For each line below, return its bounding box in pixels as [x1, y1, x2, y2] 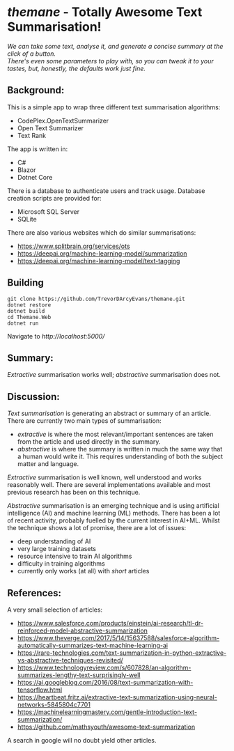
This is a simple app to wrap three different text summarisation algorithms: [7, 102, 221, 111]
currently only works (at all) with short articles [17, 567, 150, 575]
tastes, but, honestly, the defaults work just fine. [7, 64, 146, 72]
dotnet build [7, 307, 45, 314]
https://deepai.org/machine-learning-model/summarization [17, 249, 187, 258]
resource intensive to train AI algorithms [17, 552, 132, 561]
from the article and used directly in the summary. [17, 438, 161, 446]
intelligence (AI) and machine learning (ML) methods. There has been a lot [7, 509, 221, 518]
